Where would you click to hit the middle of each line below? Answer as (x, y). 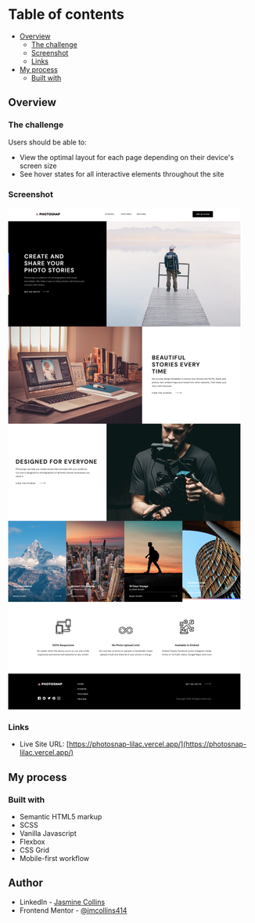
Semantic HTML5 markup (61, 816)
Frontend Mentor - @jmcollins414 (73, 910)
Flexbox (32, 841)
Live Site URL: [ (44, 744)
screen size (38, 166)
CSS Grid (34, 850)
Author (25, 883)
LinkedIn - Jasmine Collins (62, 902)
